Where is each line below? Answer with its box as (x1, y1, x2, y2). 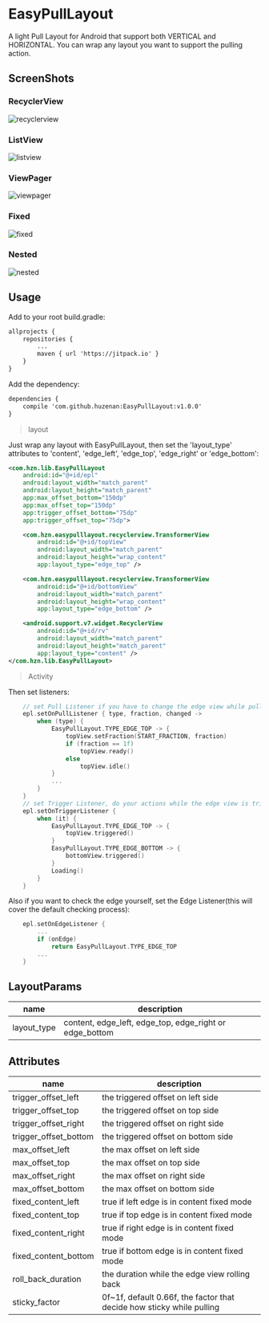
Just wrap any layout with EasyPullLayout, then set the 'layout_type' (8, 439, 232, 450)
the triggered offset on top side (102, 1105, 219, 1117)
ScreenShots (8, 71, 74, 85)
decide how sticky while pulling (102, 1302, 220, 1313)
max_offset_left (12, 1144, 70, 1155)
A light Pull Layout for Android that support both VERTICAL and (8, 31, 216, 41)
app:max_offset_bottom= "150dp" (22, 494, 127, 502)
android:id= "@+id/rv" (37, 627, 110, 635)
